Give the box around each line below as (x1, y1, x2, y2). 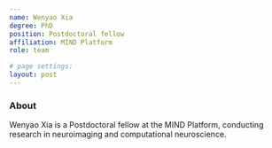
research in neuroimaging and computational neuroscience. (9, 129, 228, 140)
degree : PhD (9, 21, 53, 30)
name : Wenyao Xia (9, 12, 74, 22)
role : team (9, 46, 50, 55)
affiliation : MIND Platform (9, 37, 113, 47)
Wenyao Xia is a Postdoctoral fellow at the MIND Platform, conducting (9, 120, 264, 130)
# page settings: (9, 62, 74, 71)
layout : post (9, 70, 58, 80)
